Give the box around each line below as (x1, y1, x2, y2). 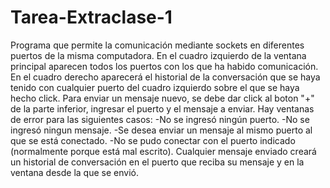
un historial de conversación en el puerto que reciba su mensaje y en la (10, 156, 305, 168)
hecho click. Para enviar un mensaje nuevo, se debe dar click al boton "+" (10, 92, 315, 104)
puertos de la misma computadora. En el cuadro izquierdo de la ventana (10, 49, 307, 61)
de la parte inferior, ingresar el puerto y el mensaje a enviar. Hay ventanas (10, 102, 315, 115)
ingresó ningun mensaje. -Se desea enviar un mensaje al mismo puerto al (10, 124, 313, 136)
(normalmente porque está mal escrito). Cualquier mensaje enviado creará (10, 145, 317, 157)
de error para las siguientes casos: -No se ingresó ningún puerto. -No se (10, 113, 310, 125)
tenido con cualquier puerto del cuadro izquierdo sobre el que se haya (10, 81, 300, 93)
